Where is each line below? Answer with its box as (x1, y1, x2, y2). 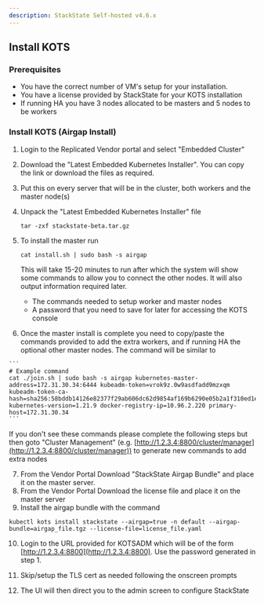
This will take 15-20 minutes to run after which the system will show (20, 265, 239, 274)
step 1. (20, 555, 42, 565)
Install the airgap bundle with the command (20, 502, 161, 512)
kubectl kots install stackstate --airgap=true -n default (9, 517, 206, 526)
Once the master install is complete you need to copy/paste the (20, 328, 225, 338)
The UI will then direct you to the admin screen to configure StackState (20, 586, 250, 595)
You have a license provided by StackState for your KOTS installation (20, 90, 243, 100)
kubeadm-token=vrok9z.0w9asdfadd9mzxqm (99, 381, 230, 389)
